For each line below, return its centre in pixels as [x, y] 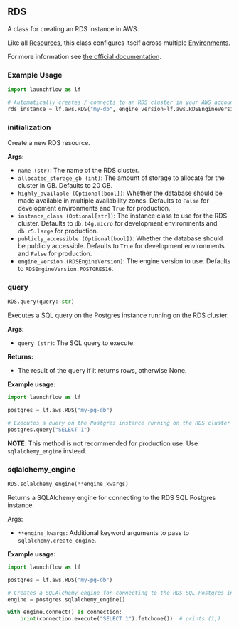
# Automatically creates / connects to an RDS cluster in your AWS [110, 102]
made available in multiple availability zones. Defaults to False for [113, 201]
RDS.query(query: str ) [41, 302]
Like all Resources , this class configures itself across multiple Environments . [119, 43]
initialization [29, 127]
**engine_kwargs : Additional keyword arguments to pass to [103, 532]
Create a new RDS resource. [49, 143]
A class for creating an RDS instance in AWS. [73, 28]
